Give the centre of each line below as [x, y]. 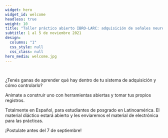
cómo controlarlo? [24, 85]
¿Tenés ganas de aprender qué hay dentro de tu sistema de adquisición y [81, 80]
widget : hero [19, 10]
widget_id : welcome [25, 14]
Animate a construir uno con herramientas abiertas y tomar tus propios [78, 95]
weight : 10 [16, 24]
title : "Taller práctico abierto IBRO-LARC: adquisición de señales [78, 28]
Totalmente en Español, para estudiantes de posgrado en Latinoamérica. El [82, 110]
